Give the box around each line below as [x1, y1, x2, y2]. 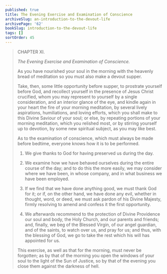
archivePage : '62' [5, 21, 43, 26]
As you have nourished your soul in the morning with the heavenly [17, 68, 154, 74]
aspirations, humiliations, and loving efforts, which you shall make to [17, 109, 158, 115]
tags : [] [5, 30, 23, 35]
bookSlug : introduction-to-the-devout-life [5, 26, 97, 31]
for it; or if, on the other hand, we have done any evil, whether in [24, 191, 157, 197]
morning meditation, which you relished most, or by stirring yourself [17, 120, 157, 126]
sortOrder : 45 [5, 35, 35, 40]
